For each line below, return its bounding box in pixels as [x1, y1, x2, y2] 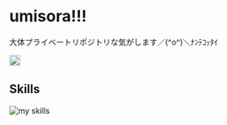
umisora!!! [9, 6, 87, 27]
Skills [9, 82, 40, 97]
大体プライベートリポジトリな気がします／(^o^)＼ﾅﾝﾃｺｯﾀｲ [9, 36, 218, 47]
